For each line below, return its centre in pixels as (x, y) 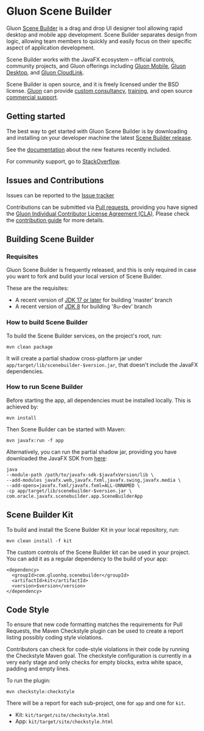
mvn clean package (30, 347)
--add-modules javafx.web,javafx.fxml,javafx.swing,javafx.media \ (94, 480)
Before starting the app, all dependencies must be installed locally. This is (99, 400)
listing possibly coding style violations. (55, 638)
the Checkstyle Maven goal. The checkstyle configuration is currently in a (99, 656)
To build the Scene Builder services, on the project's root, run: (84, 336)
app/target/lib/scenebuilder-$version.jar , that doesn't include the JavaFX (102, 365)
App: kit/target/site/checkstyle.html (64, 721)
